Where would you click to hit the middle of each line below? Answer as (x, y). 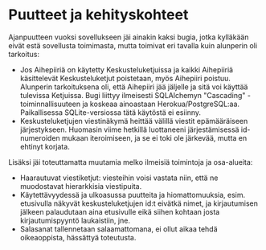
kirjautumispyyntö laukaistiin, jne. (75, 220)
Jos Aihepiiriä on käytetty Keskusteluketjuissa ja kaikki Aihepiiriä (127, 69)
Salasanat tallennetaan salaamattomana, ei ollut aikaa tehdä (119, 229)
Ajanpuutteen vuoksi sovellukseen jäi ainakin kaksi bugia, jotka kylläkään (129, 37)
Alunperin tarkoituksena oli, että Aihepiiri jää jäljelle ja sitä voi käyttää (134, 87)
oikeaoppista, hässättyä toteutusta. (78, 237)
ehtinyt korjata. (45, 146)
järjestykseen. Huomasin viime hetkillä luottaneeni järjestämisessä (129, 129)
